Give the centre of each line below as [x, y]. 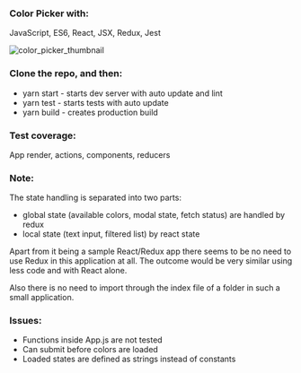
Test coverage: [43, 135]
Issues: [26, 321]
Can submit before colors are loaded [90, 350]
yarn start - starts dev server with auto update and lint [122, 93]
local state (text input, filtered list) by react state [111, 234]
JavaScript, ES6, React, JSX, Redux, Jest [85, 33]
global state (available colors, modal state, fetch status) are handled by [154, 215]
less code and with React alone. [68, 271]
